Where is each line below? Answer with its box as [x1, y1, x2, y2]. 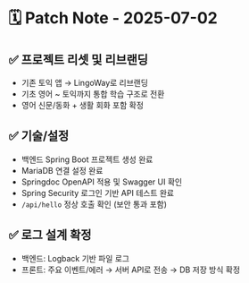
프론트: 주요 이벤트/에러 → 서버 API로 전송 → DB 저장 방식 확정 [21, 264, 241, 275]
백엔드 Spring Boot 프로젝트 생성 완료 [21, 154, 154, 165]
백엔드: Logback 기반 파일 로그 [21, 253, 130, 263]
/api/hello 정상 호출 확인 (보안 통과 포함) [21, 199, 167, 210]
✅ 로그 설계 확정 [8, 227, 92, 243]
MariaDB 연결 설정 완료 [21, 165, 104, 176]
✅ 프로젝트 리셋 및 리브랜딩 [8, 52, 149, 67]
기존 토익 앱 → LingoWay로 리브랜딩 [21, 78, 149, 88]
